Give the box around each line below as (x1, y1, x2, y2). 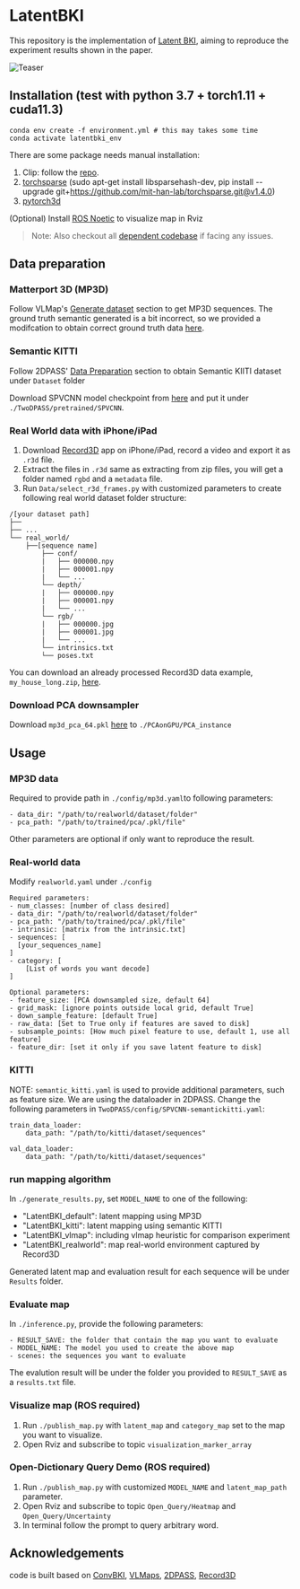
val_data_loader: (9, 1144, 74, 1154)
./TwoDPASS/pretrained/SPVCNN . (9, 401, 124, 413)
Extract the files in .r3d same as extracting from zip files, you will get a (21, 464, 284, 475)
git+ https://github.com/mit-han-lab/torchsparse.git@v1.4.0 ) (56, 186, 276, 197)
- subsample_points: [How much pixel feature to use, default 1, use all (9, 1027, 291, 1037)
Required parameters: (9, 894, 90, 903)
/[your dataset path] (9, 510, 90, 519)
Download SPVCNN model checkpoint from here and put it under (9, 392, 249, 403)
